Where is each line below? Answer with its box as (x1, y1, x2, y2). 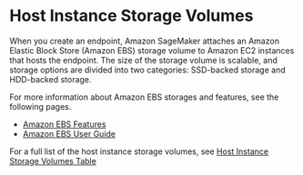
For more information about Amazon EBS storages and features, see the (9, 92, 279, 102)
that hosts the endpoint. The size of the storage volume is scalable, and (9, 54, 278, 65)
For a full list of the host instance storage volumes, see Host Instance (9, 146, 269, 157)
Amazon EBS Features (22, 119, 106, 130)
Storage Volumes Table (9, 155, 97, 166)
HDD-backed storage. (9, 73, 92, 84)
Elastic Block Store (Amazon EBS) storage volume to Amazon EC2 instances (9, 44, 295, 55)
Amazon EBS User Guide (22, 128, 116, 139)
